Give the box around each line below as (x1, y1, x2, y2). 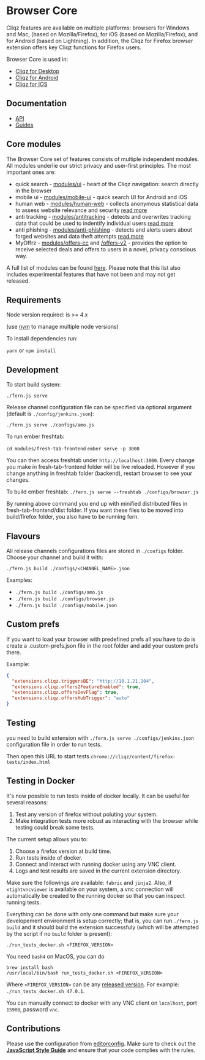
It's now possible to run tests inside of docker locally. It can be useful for (6, 792, 190, 799)
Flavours (6, 531, 41, 541)
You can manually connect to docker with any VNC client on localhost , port (6, 999, 198, 1007)
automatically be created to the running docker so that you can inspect (6, 892, 185, 899)
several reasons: (6, 798, 48, 806)
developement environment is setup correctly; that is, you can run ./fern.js (6, 917, 199, 924)
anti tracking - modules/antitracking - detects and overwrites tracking (15, 213, 192, 220)
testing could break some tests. (15, 823, 95, 831)
